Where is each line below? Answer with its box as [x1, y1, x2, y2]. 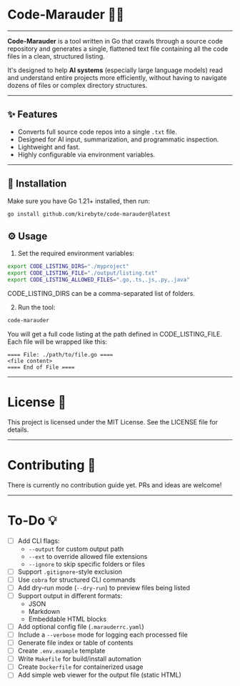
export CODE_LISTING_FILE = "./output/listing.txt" [7, 269, 159, 277]
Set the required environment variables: [17, 249, 134, 258]
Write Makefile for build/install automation [17, 655, 141, 663]
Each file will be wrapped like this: [7, 337, 108, 346]
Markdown [28, 607, 61, 615]
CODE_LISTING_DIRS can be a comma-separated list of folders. [7, 289, 195, 297]
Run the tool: [17, 303, 56, 312]
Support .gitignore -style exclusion [17, 567, 123, 576]
